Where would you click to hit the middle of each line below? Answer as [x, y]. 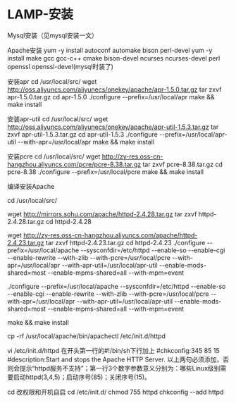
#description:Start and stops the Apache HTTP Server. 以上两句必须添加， [115, 359]
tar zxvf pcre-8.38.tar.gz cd [183, 164]
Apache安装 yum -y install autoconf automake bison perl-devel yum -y [110, 50]
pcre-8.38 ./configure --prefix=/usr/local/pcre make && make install [106, 172]
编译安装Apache [31, 186]
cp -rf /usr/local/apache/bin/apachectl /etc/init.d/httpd [86, 336]
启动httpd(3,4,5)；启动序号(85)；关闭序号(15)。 [82, 377]
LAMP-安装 [41, 14]
